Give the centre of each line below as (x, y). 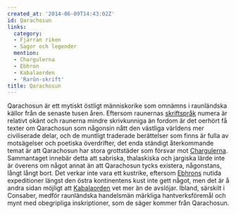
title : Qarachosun (34, 86)
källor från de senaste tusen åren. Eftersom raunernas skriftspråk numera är (117, 113)
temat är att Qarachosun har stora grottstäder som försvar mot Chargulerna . (118, 151)
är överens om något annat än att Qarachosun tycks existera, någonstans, (114, 165)
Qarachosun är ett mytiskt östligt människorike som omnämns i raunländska (117, 106)
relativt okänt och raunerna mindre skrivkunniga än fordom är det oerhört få (117, 121)
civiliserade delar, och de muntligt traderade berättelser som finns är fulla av (118, 136)
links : (17, 27)
